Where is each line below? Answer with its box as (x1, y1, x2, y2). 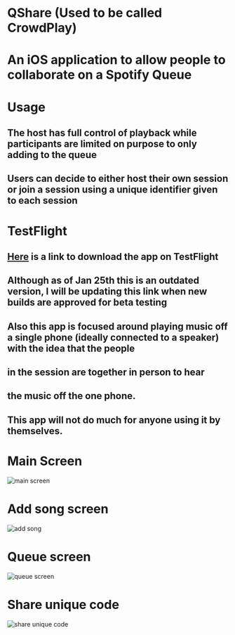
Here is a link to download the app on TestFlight (7, 251, 219, 263)
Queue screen (7, 549, 91, 565)
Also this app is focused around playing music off (7, 320, 228, 332)
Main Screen (7, 453, 83, 469)
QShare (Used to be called (7, 5, 163, 21)
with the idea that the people (7, 342, 135, 354)
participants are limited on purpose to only (7, 138, 198, 150)
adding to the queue (7, 149, 97, 161)
